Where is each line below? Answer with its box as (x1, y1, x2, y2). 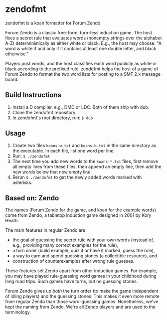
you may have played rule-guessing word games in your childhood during (5, 273, 157, 279)
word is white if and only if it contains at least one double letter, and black (5, 45, 157, 51)
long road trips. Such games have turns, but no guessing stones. (5, 278, 138, 285)
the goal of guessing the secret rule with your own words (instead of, (12, 237, 155, 243)
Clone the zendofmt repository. (12, 109, 77, 115)
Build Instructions (5, 91, 62, 99)
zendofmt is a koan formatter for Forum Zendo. (5, 20, 102, 26)
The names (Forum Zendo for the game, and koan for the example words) (5, 207, 156, 213)
